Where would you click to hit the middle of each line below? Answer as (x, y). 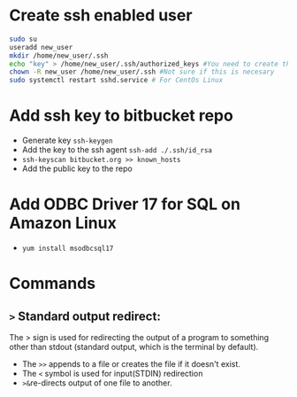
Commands (53, 284)
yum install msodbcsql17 (68, 249)
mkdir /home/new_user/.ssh (59, 55)
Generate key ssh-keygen (67, 140)
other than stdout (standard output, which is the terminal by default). (134, 347)
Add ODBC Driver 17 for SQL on (125, 204)
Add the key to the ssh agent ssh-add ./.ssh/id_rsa (117, 150)
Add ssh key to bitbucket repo (122, 116)
